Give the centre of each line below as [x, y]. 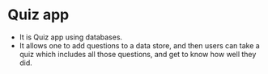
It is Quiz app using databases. [71, 37]
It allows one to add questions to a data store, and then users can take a [139, 45]
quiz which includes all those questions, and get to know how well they [138, 54]
